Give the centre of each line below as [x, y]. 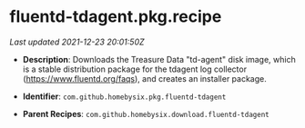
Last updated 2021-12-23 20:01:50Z [77, 42]
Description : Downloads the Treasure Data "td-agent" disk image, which [159, 59]
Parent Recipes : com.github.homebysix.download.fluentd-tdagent [146, 113]
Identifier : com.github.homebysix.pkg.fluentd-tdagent [124, 96]
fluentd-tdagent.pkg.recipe [116, 17]
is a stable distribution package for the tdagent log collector [135, 69]
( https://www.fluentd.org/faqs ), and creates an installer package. [144, 78]
